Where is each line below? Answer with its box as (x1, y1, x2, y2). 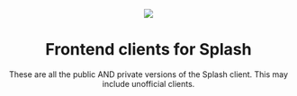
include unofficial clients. (102, 78, 195, 89)
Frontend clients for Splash (45, 39, 252, 60)
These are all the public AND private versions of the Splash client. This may (9, 68, 288, 80)
